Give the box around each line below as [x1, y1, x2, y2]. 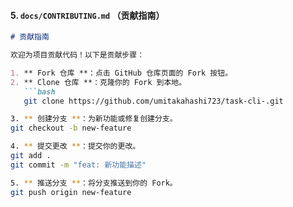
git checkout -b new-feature [10, 123, 132, 134]
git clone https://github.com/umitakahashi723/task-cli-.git [23, 96, 284, 106]
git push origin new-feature [10, 187, 132, 197]
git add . [10, 151, 52, 161]
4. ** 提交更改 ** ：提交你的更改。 [10, 141, 141, 152]
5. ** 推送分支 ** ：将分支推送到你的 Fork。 [10, 178, 178, 188]
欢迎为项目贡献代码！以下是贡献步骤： [10, 50, 145, 60]
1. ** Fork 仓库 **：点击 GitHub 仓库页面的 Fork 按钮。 [10, 68, 233, 78]
